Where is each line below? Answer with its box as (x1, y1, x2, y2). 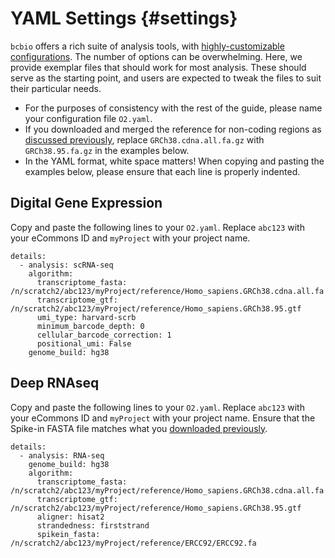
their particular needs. (10, 82, 102, 94)
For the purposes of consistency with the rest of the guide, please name (24, 102, 323, 114)
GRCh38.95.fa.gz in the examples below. (24, 144, 190, 156)
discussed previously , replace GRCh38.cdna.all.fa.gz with (24, 133, 265, 146)
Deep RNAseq (10, 375, 100, 392)
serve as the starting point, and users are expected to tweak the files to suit (10, 72, 322, 84)
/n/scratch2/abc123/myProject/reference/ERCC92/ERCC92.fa (10, 538, 257, 548)
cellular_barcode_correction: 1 (36, 330, 172, 340)
